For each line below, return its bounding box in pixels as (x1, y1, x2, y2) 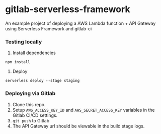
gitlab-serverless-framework (5, 4, 130, 15)
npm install (5, 60, 30, 65)
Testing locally (5, 38, 42, 45)
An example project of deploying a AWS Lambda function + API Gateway (5, 20, 156, 26)
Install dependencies (12, 50, 56, 56)
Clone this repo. (12, 101, 46, 107)
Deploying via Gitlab (5, 90, 56, 97)
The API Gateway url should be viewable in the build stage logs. (12, 123, 145, 129)
